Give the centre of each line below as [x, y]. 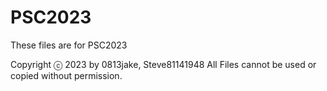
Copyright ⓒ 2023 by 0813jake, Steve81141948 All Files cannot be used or [163, 64]
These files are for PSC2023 [69, 45]
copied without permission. [66, 75]
